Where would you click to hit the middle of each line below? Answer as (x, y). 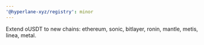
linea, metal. (21, 35)
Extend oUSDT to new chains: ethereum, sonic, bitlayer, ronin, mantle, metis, (102, 29)
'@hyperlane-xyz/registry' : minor (50, 12)
